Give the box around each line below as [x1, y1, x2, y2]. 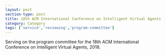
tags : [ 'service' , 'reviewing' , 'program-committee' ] [5, 26, 114, 30]
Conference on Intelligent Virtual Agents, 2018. [5, 44, 101, 50]
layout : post [5, 7, 32, 12]
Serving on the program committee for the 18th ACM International [5, 39, 139, 45]
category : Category [5, 21, 46, 26]
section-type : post [5, 12, 46, 17]
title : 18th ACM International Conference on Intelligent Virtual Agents [5, 16, 162, 21]
